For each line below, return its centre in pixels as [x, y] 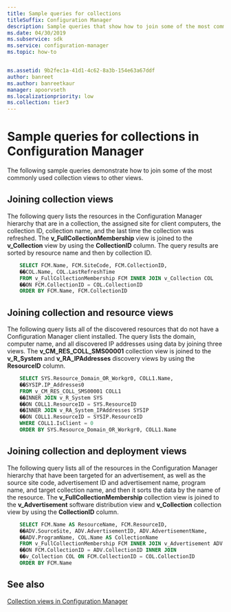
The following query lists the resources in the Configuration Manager [105, 216]
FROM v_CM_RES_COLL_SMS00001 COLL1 [70, 391]
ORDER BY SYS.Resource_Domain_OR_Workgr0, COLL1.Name [98, 430]
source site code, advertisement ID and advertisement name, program [107, 482]
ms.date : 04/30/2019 [37, 33]
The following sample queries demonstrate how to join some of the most [110, 170]
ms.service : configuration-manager [58, 46]
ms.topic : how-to [32, 52]
